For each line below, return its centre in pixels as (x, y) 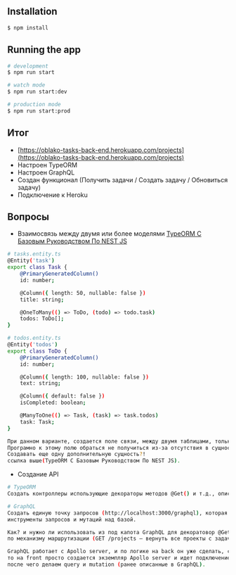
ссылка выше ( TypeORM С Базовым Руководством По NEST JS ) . (94, 461)
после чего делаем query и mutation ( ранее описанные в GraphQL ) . (106, 564)
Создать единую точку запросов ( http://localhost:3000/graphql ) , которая (118, 513)
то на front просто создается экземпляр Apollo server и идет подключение (119, 558)
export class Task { (38, 267)
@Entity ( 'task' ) (31, 261)
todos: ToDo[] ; (42, 319)
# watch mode (26, 85)
